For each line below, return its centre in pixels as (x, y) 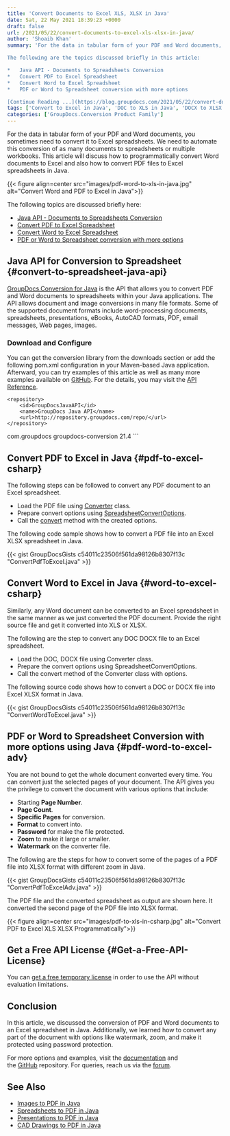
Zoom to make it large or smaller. (64, 839)
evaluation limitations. (38, 985)
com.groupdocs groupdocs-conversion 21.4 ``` (73, 436)
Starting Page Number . (50, 802)
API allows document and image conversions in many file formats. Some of (113, 303)
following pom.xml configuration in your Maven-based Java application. (108, 365)
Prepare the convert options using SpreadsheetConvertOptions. (107, 666)
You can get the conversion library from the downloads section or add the (111, 358)
